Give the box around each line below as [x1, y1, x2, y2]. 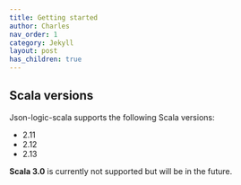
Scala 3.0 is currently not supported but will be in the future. [9, 165, 233, 176]
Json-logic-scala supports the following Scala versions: [9, 111, 215, 122]
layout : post [9, 47, 58, 56]
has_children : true [9, 55, 82, 64]
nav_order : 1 [9, 30, 58, 39]
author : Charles [9, 22, 70, 31]
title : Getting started [9, 13, 99, 22]
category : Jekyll [9, 38, 74, 48]
